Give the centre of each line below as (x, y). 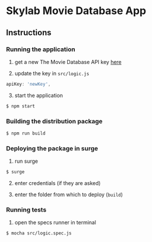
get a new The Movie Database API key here (68, 62)
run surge (26, 161)
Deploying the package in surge (52, 148)
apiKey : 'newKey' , (28, 84)
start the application (39, 95)
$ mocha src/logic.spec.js (39, 233)
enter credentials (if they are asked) (58, 183)
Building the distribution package (54, 121)
